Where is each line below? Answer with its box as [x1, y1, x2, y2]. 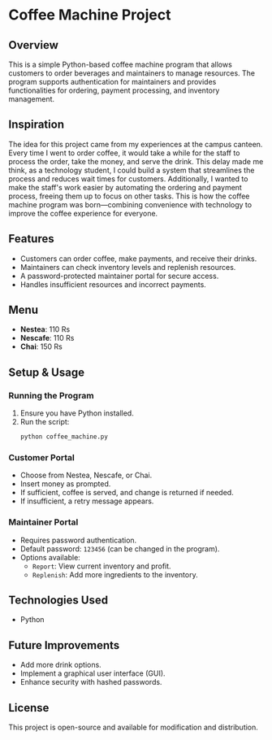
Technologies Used [8, 593, 108, 607]
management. [8, 94, 55, 103]
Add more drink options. [19, 660, 101, 670]
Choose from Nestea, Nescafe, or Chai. [19, 470, 153, 481]
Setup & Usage [8, 365, 85, 379]
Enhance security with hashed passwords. [19, 677, 162, 687]
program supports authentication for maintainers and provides [8, 77, 217, 86]
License [8, 701, 50, 715]
